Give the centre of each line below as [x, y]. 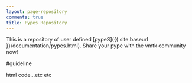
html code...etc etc [29, 75]
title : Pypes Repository [37, 23]
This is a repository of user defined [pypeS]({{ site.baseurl [77, 40]
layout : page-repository [37, 12]
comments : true [25, 17]
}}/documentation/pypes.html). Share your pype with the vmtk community [96, 46]
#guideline [19, 63]
